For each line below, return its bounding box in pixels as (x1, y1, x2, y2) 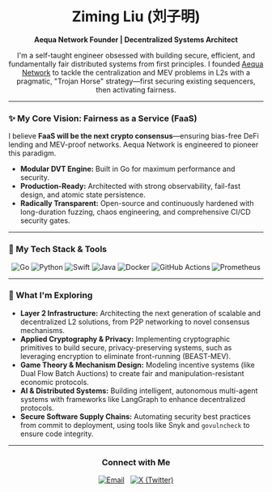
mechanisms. (19, 325, 66, 335)
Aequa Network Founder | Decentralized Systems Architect (33, 34, 239, 45)
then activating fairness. (96, 84, 176, 94)
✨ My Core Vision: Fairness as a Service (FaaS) (8, 113, 198, 124)
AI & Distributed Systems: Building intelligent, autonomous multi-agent (19, 386, 258, 396)
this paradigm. (8, 148, 57, 158)
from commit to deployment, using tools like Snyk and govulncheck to (19, 420, 250, 430)
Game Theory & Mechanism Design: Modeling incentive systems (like (19, 360, 255, 370)
